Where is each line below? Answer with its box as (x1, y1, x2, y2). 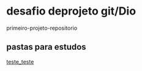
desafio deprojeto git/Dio (6, 4, 136, 18)
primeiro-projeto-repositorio (6, 24, 78, 32)
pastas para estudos (6, 42, 87, 52)
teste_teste (6, 58, 34, 65)
